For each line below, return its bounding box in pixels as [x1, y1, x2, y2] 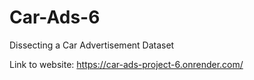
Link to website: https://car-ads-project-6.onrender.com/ [9, 58, 244, 70]
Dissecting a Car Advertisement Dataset [9, 39, 175, 51]
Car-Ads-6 [9, 6, 101, 29]
